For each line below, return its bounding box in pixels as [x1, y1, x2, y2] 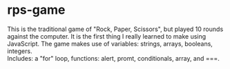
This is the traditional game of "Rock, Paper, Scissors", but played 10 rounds [7, 25, 224, 33]
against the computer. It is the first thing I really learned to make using [7, 32, 207, 40]
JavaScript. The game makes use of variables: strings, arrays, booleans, [7, 39, 213, 48]
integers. [7, 47, 32, 55]
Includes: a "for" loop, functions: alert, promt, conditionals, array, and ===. [7, 54, 220, 62]
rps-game [7, 2, 66, 18]
